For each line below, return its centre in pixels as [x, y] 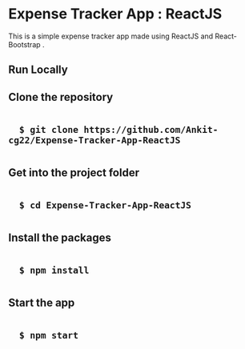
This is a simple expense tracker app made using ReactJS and [111, 36]
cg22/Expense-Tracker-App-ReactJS [94, 140]
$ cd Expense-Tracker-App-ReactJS [105, 205]
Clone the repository [61, 97]
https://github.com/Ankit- [151, 129]
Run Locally [38, 70]
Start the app [42, 302]
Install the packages [60, 237]
